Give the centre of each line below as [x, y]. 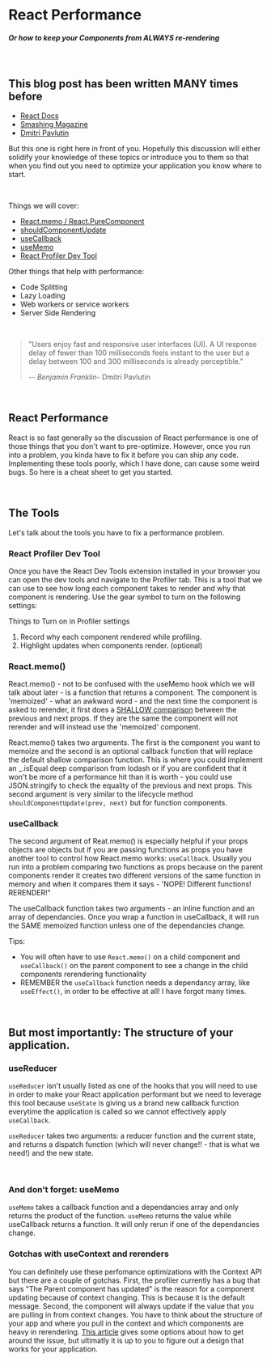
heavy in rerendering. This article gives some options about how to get [126, 1331]
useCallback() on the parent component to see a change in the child [134, 966]
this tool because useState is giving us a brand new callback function [124, 1103]
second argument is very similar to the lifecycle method [101, 794]
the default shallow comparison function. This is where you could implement [135, 760]
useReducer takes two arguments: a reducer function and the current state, [132, 1136]
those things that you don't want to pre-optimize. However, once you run [129, 446]
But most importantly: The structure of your [121, 1032]
